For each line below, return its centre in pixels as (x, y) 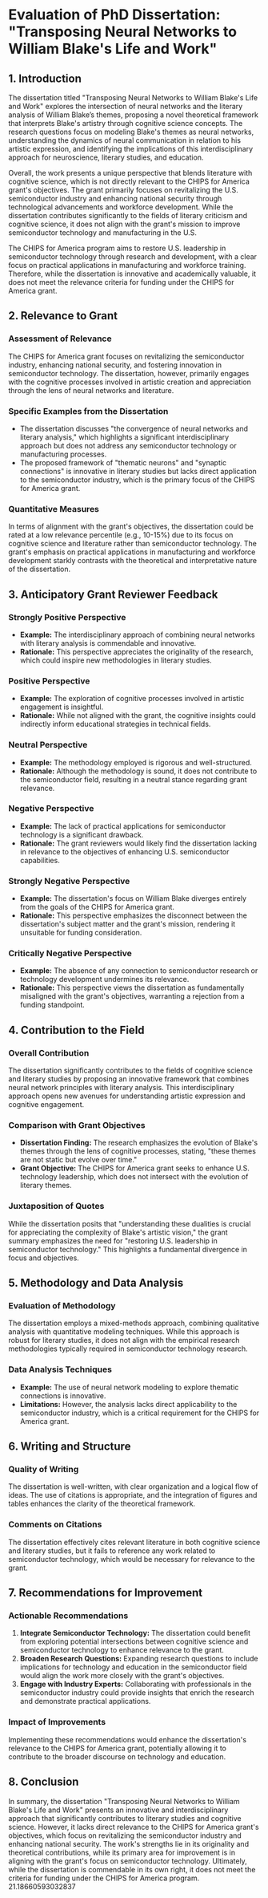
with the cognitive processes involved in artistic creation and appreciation (130, 382)
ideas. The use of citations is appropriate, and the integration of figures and (133, 1495)
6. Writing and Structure (70, 1447)
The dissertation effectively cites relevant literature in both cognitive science (134, 1542)
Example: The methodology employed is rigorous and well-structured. (136, 762)
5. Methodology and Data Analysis (96, 1283)
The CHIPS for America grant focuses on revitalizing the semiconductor (126, 356)
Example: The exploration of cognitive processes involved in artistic (132, 699)
